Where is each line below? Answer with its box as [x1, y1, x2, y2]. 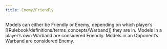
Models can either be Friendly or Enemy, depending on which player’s [5, 21, 153, 28]
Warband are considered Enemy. [5, 38, 74, 44]
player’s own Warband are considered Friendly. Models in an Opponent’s [5, 32, 159, 38]
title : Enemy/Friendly [5, 7, 54, 13]
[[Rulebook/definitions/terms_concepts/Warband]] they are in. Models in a [5, 27, 162, 33]
